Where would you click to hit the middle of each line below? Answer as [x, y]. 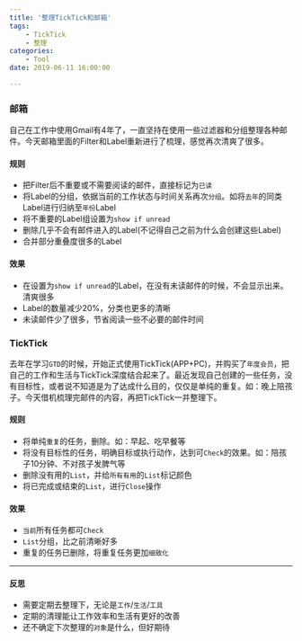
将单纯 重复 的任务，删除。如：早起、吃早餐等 [104, 441]
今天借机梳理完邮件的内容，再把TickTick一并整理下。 [123, 397]
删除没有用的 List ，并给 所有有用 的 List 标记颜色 [107, 475]
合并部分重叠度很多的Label [72, 241]
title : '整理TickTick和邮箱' [61, 18]
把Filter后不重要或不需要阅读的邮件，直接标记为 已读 [117, 185]
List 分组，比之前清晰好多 [70, 541]
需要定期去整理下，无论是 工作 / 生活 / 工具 [93, 605]
